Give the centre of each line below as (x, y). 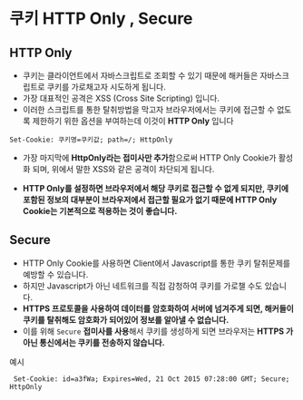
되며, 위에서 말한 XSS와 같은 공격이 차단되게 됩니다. (123, 169)
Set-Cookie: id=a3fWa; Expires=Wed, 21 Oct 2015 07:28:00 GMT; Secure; (151, 379)
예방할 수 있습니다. (55, 274)
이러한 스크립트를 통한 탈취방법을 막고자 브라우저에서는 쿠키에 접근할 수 (148, 109)
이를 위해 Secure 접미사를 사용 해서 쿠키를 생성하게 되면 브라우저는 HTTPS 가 (158, 331)
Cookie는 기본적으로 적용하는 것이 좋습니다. (100, 211)
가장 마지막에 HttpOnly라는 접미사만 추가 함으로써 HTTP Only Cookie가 (149, 158)
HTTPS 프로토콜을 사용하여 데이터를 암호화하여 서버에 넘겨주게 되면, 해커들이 (158, 308)
